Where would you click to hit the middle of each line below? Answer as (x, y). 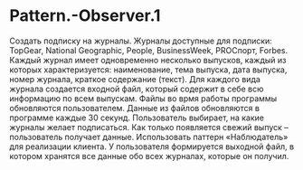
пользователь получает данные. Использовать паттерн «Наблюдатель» (149, 137)
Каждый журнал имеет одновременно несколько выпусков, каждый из (148, 60)
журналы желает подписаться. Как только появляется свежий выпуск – (149, 127)
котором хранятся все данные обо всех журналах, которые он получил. (149, 156)
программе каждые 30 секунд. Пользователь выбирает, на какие (137, 118)
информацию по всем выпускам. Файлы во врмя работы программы (143, 98)
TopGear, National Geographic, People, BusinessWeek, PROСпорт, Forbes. (149, 50)
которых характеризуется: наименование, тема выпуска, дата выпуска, (148, 70)
